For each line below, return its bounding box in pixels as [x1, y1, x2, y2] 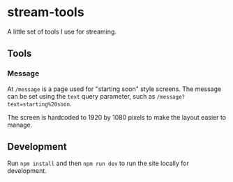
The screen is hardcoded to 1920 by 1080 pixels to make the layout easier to [7, 113, 227, 121]
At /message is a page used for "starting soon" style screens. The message [7, 85, 222, 93]
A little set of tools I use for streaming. [7, 27, 117, 36]
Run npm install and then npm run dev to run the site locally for [7, 159, 190, 168]
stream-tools [7, 4, 85, 20]
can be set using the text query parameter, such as [7, 92, 156, 100]
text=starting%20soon [7, 101, 70, 108]
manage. [7, 120, 33, 129]
